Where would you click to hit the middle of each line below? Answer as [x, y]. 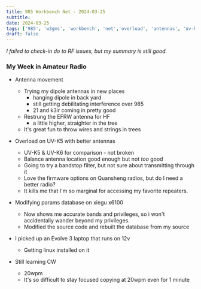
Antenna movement [39, 80]
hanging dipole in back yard [67, 98]
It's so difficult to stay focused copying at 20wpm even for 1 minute [107, 280]
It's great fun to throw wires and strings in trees [82, 130]
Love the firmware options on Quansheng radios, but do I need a [103, 178]
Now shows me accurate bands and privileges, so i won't [94, 214]
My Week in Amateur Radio [46, 67]
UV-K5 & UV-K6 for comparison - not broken [79, 153]
